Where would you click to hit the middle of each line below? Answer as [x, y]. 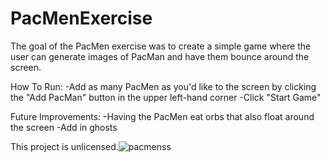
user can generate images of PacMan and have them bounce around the [160, 56]
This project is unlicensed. [64, 146]
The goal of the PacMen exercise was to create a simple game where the [161, 46]
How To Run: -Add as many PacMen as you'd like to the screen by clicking [163, 86]
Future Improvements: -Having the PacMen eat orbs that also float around [162, 116]
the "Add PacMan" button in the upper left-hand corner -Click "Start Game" [166, 97]
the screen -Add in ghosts [64, 127]
